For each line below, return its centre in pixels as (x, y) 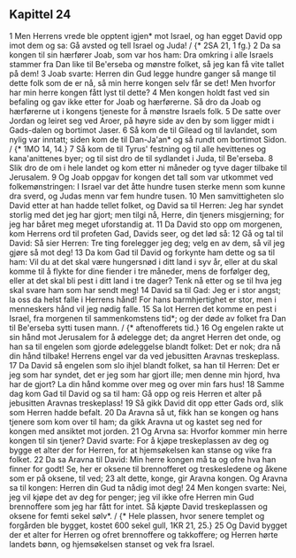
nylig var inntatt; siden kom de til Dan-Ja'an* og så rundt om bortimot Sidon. (148, 139)
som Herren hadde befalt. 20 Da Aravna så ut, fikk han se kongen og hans (144, 412)
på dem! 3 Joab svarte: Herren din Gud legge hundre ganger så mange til (143, 74)
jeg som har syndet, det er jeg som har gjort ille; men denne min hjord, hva (145, 375)
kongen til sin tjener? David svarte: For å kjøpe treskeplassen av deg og (139, 440)
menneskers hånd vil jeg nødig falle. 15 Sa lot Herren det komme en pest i (143, 308)
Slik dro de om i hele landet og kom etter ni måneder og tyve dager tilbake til (148, 167)
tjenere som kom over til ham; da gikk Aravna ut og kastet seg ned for (136, 422)
